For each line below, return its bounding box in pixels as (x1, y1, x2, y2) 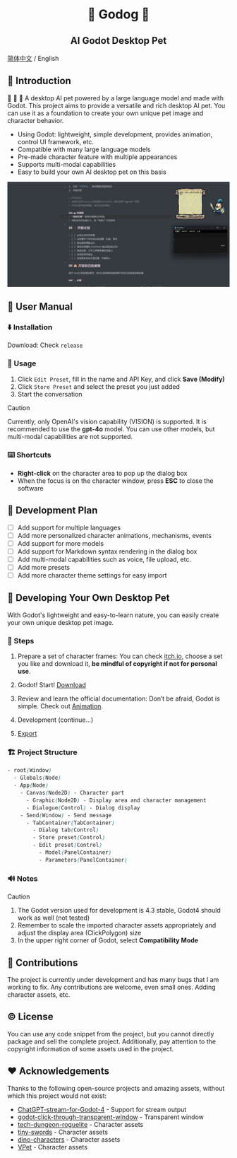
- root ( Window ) (7, 767, 52, 774)
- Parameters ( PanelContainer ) (38, 856, 128, 863)
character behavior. (7, 116, 64, 124)
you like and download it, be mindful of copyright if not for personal (17, 660, 217, 668)
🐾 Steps (7, 636, 35, 645)
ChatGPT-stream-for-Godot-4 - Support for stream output (17, 1105, 187, 1113)
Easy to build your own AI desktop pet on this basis (17, 168, 167, 176)
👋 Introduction (7, 75, 72, 87)
